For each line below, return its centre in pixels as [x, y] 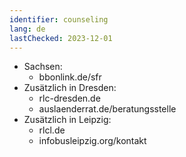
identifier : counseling [59, 19]
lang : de [27, 29]
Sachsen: [43, 67]
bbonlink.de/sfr [70, 77]
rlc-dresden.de [69, 98]
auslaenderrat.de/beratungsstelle [107, 109]
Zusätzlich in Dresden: [70, 88]
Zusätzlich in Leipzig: [67, 120]
